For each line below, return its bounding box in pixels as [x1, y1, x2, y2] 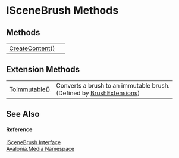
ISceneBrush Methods [6, 4, 119, 17]
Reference [6, 126, 33, 133]
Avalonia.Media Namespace [6, 145, 75, 153]
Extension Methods [6, 64, 80, 75]
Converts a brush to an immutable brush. [56, 81, 170, 89]
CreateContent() [9, 44, 55, 52]
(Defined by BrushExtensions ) [56, 89, 140, 97]
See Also [6, 109, 40, 119]
